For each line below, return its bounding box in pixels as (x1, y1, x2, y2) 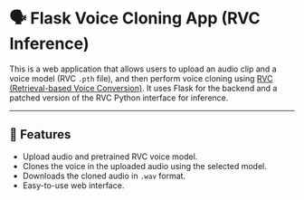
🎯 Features (9, 127, 71, 142)
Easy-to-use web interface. (22, 179, 125, 191)
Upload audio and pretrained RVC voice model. (22, 151, 198, 162)
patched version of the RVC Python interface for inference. (9, 92, 229, 103)
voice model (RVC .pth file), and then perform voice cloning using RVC (9, 72, 273, 83)
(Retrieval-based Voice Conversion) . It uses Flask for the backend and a (9, 82, 278, 93)
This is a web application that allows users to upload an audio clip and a (9, 63, 278, 74)
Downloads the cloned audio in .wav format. (22, 170, 186, 181)
